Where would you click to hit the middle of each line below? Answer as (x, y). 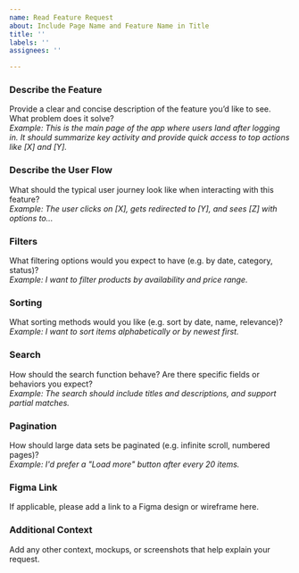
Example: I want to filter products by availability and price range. (129, 280)
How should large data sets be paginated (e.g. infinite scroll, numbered (140, 445)
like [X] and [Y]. (38, 147)
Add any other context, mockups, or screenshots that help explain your (140, 549)
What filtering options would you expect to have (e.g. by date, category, (141, 261)
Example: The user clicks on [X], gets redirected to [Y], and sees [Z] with (144, 208)
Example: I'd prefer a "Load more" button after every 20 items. (125, 464)
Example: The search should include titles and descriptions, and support (143, 393)
